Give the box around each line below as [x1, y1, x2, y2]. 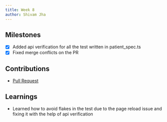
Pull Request [12, 78, 39, 84]
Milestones [5, 31, 41, 39]
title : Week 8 [5, 7, 35, 13]
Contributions [5, 64, 50, 73]
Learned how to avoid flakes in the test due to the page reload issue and [12, 106, 162, 112]
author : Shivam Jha [5, 12, 46, 17]
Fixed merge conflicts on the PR [12, 50, 79, 56]
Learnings [5, 92, 38, 101]
